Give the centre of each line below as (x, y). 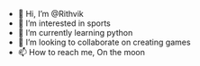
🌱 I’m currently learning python (75, 33)
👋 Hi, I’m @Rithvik (50, 14)
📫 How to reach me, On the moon (82, 52)
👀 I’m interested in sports (64, 23)
